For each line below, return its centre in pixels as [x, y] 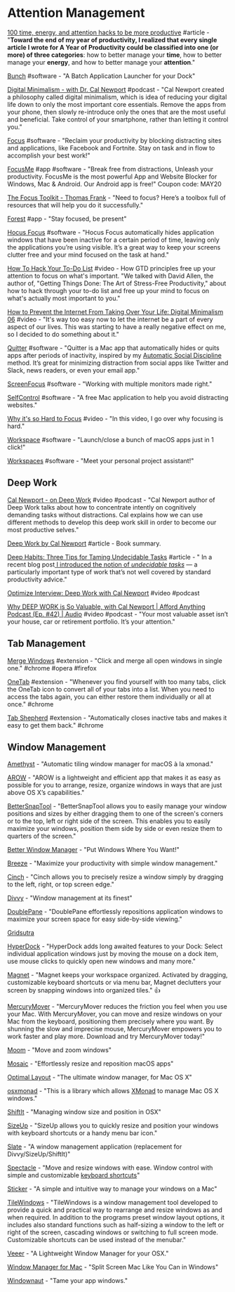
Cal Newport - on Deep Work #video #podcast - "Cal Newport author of [111, 500]
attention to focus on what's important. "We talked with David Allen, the [110, 276]
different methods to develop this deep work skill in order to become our [112, 522]
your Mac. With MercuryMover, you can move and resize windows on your [115, 1014]
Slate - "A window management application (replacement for [95, 1146]
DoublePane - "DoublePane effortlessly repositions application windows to [115, 912]
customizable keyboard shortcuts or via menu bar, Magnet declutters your [114, 983]
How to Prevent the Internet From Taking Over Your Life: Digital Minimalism [115, 311]
